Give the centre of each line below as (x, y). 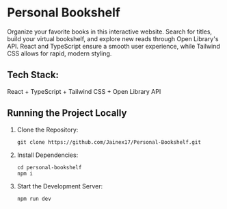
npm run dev (34, 199)
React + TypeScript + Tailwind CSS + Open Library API (84, 91)
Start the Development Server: (60, 186)
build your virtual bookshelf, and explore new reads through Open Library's (113, 38)
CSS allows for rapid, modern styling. (59, 53)
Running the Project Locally (67, 113)
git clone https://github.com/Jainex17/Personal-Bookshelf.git (109, 142)
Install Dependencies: (48, 155)
